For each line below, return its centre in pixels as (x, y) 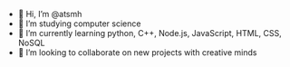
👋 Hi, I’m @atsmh (50, 14)
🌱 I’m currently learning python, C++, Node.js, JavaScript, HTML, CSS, (150, 33)
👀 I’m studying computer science (79, 24)
